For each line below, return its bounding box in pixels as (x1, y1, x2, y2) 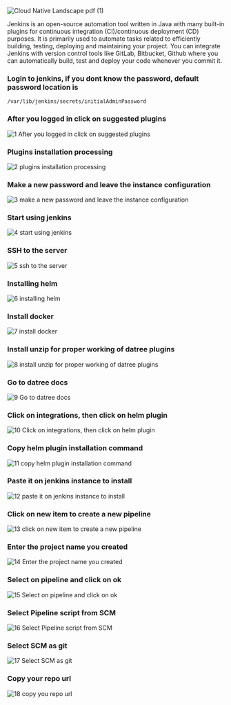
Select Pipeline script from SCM (7, 608, 116, 617)
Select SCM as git (7, 641, 68, 650)
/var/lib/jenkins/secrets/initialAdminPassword (7, 98, 147, 105)
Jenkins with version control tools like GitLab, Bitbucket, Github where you (7, 49, 219, 57)
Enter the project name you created (7, 542, 128, 552)
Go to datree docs (7, 377, 68, 387)
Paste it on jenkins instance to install (7, 476, 132, 486)
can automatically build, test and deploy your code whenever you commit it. (7, 57, 223, 65)
